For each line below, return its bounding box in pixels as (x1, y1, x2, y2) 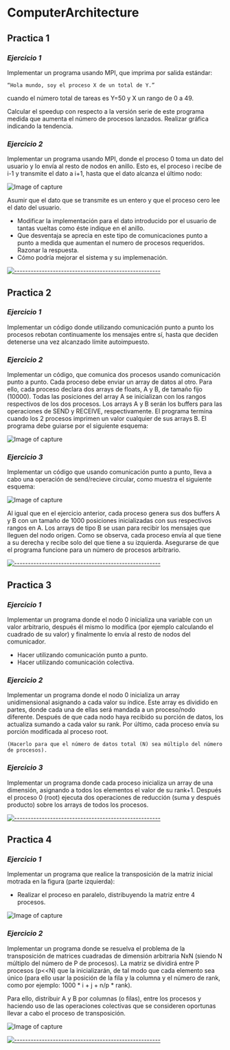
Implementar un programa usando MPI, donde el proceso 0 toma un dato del (7, 155, 224, 163)
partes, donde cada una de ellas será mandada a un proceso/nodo (7, 706, 196, 714)
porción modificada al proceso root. (7, 728, 108, 736)
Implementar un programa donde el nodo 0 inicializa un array (7, 691, 180, 699)
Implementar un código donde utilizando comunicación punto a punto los (7, 322, 214, 331)
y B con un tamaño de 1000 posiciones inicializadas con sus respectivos (7, 517, 212, 525)
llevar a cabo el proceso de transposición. (7, 1009, 126, 1017)
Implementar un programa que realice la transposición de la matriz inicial (7, 870, 213, 878)
